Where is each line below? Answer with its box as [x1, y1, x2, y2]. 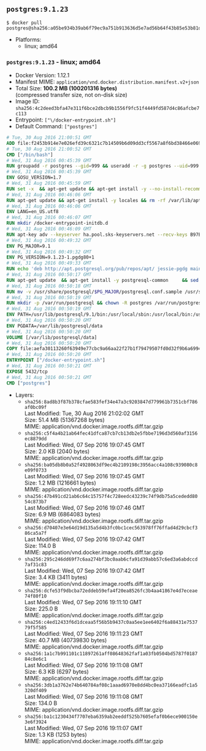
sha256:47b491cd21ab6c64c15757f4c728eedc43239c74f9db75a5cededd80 [24, 493, 198, 499]
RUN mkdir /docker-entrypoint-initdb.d [6, 220, 109, 227]
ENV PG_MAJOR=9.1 [6, 243, 51, 249]
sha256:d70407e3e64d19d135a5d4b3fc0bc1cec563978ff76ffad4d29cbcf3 [24, 524, 198, 531]
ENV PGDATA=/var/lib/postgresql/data [6, 322, 103, 329]
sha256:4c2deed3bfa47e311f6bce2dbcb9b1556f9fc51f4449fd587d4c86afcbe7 [15, 106, 200, 112]
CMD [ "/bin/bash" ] [6, 152, 53, 158]
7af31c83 [24, 561, 47, 567]
